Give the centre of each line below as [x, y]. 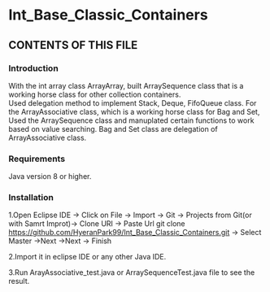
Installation [31, 198]
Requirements [37, 159]
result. [19, 281]
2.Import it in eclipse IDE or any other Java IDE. [87, 257]
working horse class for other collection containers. [95, 94]
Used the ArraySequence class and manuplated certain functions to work [131, 120]
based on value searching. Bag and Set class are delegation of [113, 129]
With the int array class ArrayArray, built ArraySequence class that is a [126, 85]
